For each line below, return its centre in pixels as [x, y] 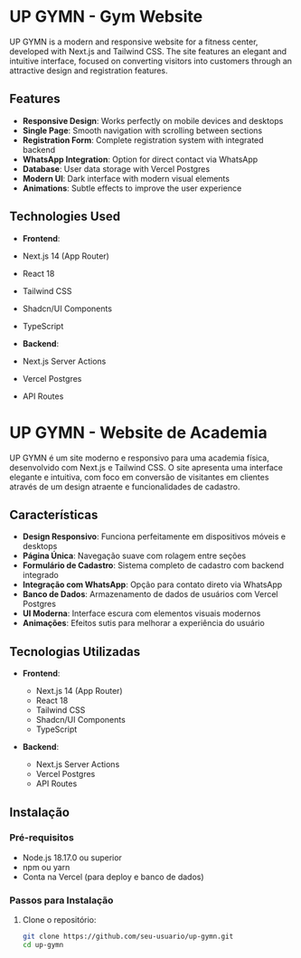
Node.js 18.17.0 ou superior [72, 858]
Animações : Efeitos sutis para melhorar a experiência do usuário [143, 623]
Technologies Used [65, 217]
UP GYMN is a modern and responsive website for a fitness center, [134, 42]
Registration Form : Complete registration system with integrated [143, 140]
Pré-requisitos [42, 838]
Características [54, 514]
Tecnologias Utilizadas [75, 652]
